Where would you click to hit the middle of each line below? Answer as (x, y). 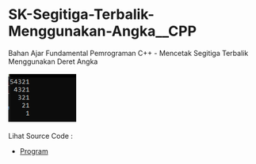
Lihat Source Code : (41, 136)
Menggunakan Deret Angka (53, 61)
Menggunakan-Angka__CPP (102, 31)
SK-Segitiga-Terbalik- (81, 15)
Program (34, 151)
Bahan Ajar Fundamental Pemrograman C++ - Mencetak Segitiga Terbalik (128, 53)
